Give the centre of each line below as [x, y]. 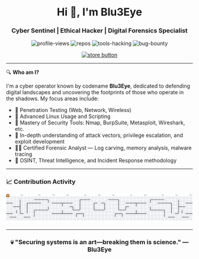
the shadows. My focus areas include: [52, 99]
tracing [23, 154]
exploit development [40, 142]
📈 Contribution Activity [41, 182]
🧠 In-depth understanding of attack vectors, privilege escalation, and [99, 135]
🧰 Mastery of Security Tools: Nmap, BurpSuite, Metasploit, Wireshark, [100, 123]
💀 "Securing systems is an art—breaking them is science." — [99, 242]
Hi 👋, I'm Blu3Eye [99, 12]
